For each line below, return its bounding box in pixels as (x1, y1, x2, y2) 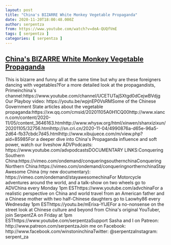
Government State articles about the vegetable (5, 103, 103, 110)
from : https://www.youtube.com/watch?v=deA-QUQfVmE (5, 27, 117, 32)
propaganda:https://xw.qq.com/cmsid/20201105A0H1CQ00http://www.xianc (5, 109, 165, 115)
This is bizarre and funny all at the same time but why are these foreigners (5, 76, 161, 82)
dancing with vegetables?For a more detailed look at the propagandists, (5, 82, 156, 88)
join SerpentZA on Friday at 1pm (5, 212, 73, 218)
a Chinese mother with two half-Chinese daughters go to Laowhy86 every (5, 195, 161, 202)
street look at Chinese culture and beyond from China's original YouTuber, (5, 206, 160, 212)
